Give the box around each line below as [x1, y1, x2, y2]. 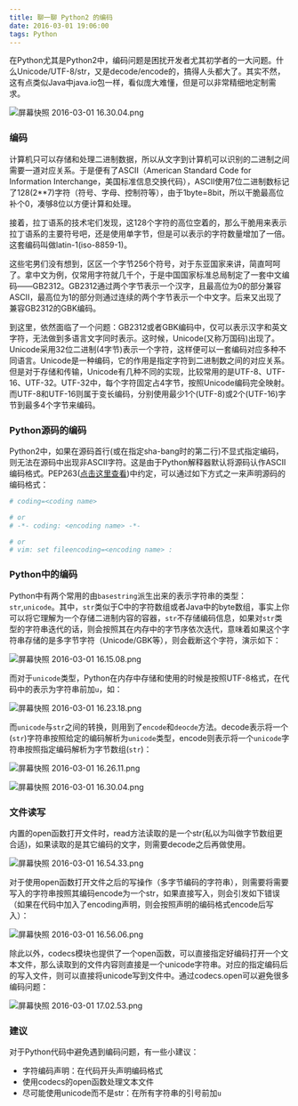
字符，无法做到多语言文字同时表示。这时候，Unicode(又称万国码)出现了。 [9, 333, 280, 343]
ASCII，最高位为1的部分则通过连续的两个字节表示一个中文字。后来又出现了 [9, 291, 283, 303]
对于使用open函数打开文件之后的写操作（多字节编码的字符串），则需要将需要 [9, 876, 289, 887]
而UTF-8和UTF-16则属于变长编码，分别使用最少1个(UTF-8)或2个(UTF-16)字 [9, 388, 286, 399]
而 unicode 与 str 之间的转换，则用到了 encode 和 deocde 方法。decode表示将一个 [9, 722, 289, 732]
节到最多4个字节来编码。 [9, 400, 101, 410]
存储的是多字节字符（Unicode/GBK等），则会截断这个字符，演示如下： [24, 634, 282, 645]
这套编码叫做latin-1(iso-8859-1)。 [9, 239, 132, 250]
